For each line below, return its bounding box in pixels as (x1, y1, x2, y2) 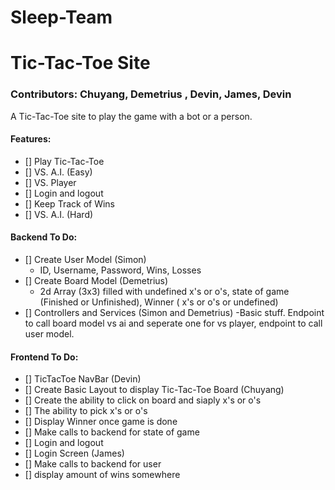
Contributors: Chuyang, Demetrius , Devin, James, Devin (10, 87, 292, 101)
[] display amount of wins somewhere (24, 469, 181, 481)
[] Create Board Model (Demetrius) (24, 275, 169, 287)
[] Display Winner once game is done (24, 416, 178, 428)
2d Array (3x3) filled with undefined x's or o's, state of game (39, 286, 290, 298)
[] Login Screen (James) (24, 447, 125, 460)
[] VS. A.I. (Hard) (24, 208, 94, 220)
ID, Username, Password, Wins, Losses (39, 264, 202, 276)
